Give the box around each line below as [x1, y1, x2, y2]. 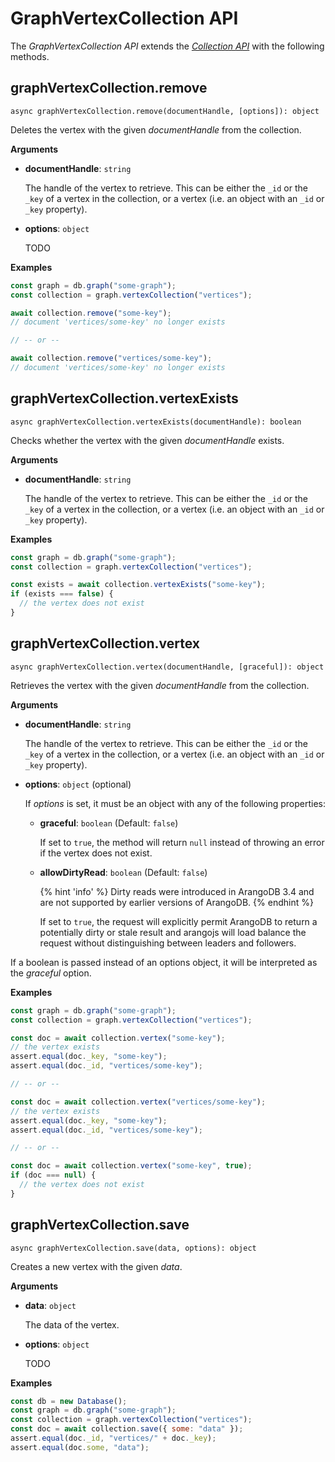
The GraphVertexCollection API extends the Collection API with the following [10, 40, 325, 52]
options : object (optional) [24, 778, 132, 790]
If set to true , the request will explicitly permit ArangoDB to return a [39, 915, 318, 927]
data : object [24, 1299, 77, 1311]
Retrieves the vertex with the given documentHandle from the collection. [10, 679, 310, 691]
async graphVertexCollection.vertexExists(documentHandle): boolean [10, 417, 302, 427]
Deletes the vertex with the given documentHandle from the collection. [10, 123, 302, 136]
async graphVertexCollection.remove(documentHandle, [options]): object [10, 106, 320, 116]
